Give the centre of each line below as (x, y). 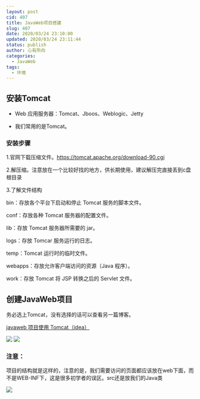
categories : (21, 56)
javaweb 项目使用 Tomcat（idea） (48, 328)
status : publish (26, 45)
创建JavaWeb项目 (40, 299)
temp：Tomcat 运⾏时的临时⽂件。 (49, 253)
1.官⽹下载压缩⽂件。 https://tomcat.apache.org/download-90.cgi (85, 157)
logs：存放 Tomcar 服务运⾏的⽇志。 (51, 241)
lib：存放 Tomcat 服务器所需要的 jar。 (52, 228)
